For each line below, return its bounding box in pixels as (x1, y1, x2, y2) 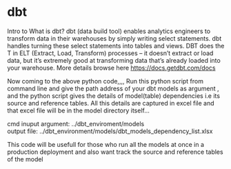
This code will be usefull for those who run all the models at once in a (7, 140, 205, 148)
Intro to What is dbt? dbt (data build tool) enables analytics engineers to (7, 27, 211, 35)
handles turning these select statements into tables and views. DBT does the (7, 41, 225, 50)
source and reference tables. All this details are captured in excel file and (7, 99, 215, 107)
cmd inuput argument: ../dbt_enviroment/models (7, 119, 145, 128)
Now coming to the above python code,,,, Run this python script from (7, 77, 203, 85)
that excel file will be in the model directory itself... (7, 106, 150, 115)
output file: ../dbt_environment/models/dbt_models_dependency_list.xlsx (7, 127, 213, 135)
